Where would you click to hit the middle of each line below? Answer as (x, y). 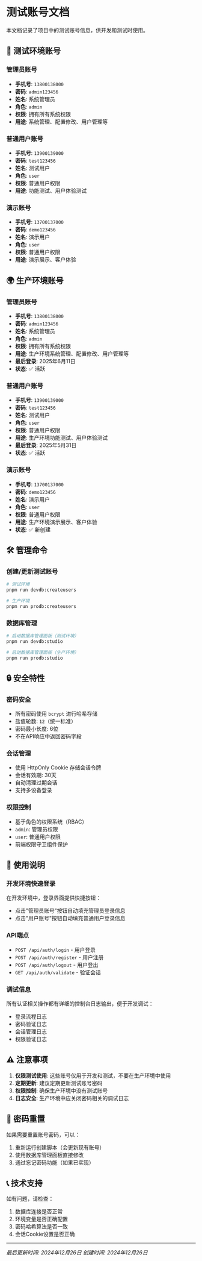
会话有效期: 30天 (36, 775)
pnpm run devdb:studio (35, 641)
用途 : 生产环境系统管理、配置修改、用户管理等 (72, 354)
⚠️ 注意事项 (27, 1060)
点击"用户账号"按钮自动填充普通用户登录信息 (70, 918)
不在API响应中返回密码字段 (48, 736)
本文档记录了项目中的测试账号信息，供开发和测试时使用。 (77, 30)
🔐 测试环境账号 (34, 51)
